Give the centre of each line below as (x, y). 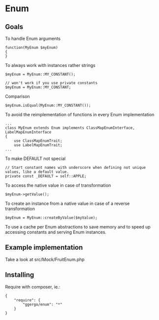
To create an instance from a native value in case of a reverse (67, 203)
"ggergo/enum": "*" (43, 304)
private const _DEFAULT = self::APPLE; (46, 176)
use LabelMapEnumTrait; (38, 145)
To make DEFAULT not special (35, 159)
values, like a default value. (37, 172)
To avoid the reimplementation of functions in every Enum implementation (80, 114)
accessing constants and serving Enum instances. (56, 232)
